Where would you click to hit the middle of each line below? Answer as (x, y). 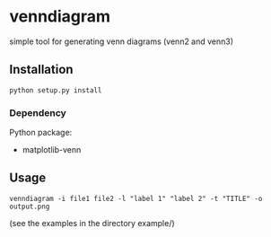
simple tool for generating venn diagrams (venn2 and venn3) (122, 41)
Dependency (38, 112)
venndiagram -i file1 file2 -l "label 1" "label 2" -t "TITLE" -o (136, 198)
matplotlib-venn (52, 150)
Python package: (41, 133)
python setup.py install (56, 90)
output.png (30, 206)
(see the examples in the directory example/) (92, 223)
